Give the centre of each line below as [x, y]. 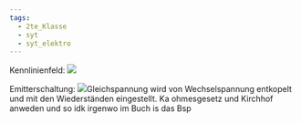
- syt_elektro [44, 43]
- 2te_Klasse [42, 26]
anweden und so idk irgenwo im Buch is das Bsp [100, 108]
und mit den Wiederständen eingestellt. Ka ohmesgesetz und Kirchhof [141, 99]
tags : [20, 18]
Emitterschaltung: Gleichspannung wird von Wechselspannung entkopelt [150, 89]
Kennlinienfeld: [37, 70]
